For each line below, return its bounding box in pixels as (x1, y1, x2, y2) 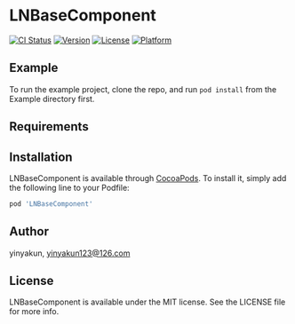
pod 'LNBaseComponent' (9, 199, 93, 209)
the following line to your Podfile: (9, 182, 131, 193)
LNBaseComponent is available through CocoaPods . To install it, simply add (9, 172, 287, 183)
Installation (9, 149, 73, 164)
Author (9, 224, 49, 240)
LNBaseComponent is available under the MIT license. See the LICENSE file (9, 296, 286, 307)
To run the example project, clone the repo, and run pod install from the (9, 83, 277, 94)
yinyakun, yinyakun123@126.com (9, 248, 131, 258)
